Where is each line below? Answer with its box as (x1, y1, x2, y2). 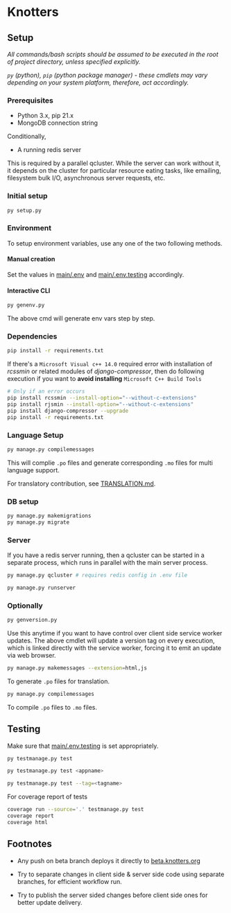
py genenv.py (7, 302, 45, 309)
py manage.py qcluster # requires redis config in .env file (7, 572, 188, 579)
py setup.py (7, 207, 42, 214)
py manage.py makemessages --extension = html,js (7, 665, 148, 672)
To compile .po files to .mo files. (7, 703, 98, 711)
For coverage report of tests (7, 792, 88, 801)
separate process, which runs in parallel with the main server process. (7, 558, 208, 567)
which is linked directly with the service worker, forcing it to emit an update (7, 644, 222, 652)
